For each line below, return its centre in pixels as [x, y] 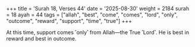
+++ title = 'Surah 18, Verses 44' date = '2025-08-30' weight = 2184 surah [97, 9]
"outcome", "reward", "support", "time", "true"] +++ [69, 21]
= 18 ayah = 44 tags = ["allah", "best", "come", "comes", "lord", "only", [92, 15]
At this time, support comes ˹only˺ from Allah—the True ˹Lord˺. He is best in [97, 32]
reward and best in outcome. [41, 38]
